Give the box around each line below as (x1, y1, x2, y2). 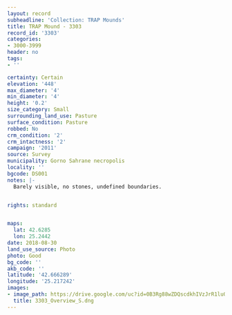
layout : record (7, 10, 51, 17)
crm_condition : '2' (7, 132, 64, 139)
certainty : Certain (7, 74, 64, 81)
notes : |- (7, 177, 36, 184)
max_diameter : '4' (7, 87, 60, 94)
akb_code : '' (7, 265, 45, 272)
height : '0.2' (7, 99, 48, 107)
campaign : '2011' (7, 144, 57, 152)
